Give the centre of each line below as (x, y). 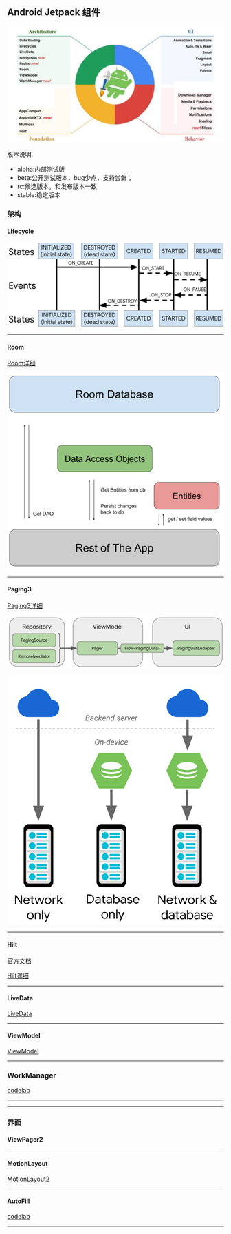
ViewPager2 (25, 1139)
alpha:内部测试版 (41, 169)
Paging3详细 (25, 605)
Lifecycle (21, 231)
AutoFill (19, 1201)
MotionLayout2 (29, 1179)
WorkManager (32, 1075)
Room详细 (21, 363)
